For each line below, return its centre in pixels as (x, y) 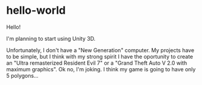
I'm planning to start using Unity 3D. (51, 38)
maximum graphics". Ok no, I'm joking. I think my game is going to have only (101, 69)
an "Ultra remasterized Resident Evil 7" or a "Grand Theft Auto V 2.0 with (97, 63)
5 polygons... (23, 75)
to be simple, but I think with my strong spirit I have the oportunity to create (100, 56)
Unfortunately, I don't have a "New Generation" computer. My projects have (100, 50)
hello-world (36, 10)
